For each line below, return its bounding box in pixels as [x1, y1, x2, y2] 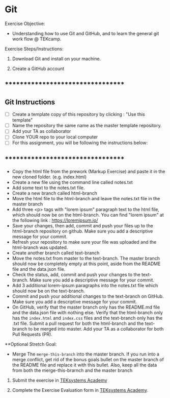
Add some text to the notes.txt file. [12, 185, 85, 191]
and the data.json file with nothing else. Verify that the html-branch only [12, 310, 163, 316]
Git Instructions [5, 98, 55, 106]
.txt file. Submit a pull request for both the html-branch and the [12, 320, 144, 326]
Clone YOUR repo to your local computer [12, 134, 98, 140]
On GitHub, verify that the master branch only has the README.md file [12, 304, 160, 310]
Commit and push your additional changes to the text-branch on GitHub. [12, 293, 164, 299]
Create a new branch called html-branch [12, 190, 97, 196]
